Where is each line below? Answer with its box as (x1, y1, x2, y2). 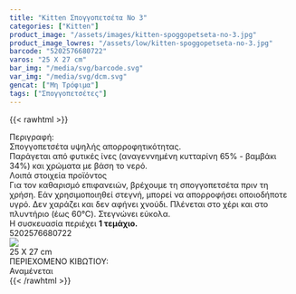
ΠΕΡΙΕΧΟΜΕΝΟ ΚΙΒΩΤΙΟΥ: (9, 255, 109, 267)
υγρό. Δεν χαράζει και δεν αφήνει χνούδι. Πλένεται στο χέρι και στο (9, 198, 269, 209)
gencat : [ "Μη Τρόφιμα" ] (9, 81, 100, 90)
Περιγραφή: (9, 131, 54, 142)
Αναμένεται (9, 265, 53, 276)
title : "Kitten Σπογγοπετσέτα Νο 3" (9, 13, 148, 23)
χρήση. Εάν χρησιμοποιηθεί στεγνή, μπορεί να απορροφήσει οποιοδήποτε (9, 189, 288, 200)
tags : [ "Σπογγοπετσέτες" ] (9, 89, 107, 98)
